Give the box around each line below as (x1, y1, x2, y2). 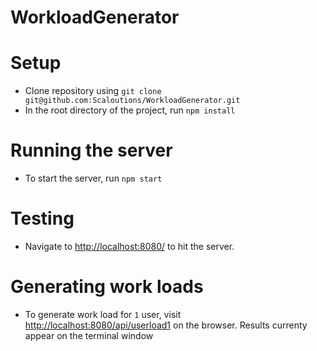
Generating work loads (10, 276, 204, 298)
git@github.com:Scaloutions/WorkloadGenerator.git (24, 96, 241, 106)
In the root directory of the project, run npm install (24, 104, 236, 116)
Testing (10, 207, 75, 230)
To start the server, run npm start (24, 172, 163, 185)
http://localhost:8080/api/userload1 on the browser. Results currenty (24, 319, 308, 331)
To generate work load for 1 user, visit (24, 308, 182, 320)
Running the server (10, 139, 173, 162)
